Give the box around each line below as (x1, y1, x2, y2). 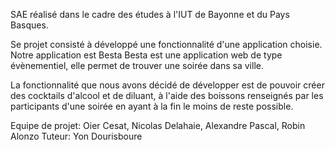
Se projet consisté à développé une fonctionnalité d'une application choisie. (10, 39, 323, 50)
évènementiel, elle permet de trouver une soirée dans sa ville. (10, 60, 264, 71)
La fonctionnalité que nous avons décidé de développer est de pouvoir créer (10, 79, 325, 91)
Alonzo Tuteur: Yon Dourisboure (10, 130, 143, 142)
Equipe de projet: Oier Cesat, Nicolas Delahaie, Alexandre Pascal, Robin (10, 120, 306, 131)
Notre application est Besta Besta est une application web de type (10, 49, 283, 61)
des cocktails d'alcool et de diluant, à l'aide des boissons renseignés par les (10, 90, 324, 101)
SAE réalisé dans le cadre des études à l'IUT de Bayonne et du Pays (10, 9, 290, 20)
